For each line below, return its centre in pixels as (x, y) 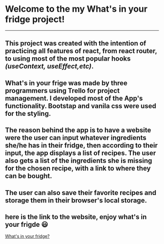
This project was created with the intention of (76, 43)
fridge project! (35, 19)
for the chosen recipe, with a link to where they (78, 168)
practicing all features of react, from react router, (81, 51)
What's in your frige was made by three (66, 83)
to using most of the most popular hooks (68, 59)
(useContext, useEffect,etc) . (49, 66)
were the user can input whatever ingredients (76, 138)
